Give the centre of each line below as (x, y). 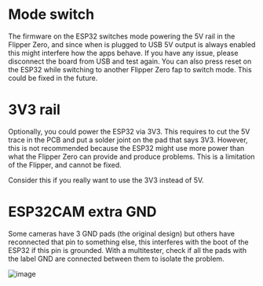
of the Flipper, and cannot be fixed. (65, 165)
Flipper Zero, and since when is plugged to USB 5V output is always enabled (132, 44)
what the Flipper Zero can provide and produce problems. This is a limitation (131, 156)
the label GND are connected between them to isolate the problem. (117, 258)
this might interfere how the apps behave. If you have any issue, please (123, 53)
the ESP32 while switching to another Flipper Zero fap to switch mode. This (130, 69)
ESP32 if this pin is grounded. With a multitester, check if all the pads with (128, 250)
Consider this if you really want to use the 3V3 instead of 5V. (106, 180)
